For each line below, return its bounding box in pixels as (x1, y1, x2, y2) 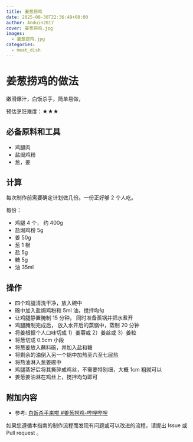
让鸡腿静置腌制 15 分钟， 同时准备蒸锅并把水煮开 (14, 314, 133, 321)
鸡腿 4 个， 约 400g (14, 220, 63, 227)
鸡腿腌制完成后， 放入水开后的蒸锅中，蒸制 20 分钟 (14, 322, 140, 329)
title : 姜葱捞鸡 (6, 8, 42, 15)
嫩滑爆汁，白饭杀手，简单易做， (6, 95, 84, 102)
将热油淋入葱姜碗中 (14, 359, 62, 366)
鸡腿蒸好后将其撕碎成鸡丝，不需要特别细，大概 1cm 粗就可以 (14, 366, 162, 373)
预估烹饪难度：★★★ (6, 108, 59, 115)
